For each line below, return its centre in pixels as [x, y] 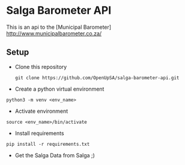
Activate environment [41, 111]
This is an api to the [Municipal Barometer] [59, 27]
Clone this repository [41, 67]
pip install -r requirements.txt [48, 144]
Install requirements [39, 133]
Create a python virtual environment [59, 89]
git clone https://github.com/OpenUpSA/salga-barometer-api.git [97, 78]
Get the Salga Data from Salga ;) [55, 155]
